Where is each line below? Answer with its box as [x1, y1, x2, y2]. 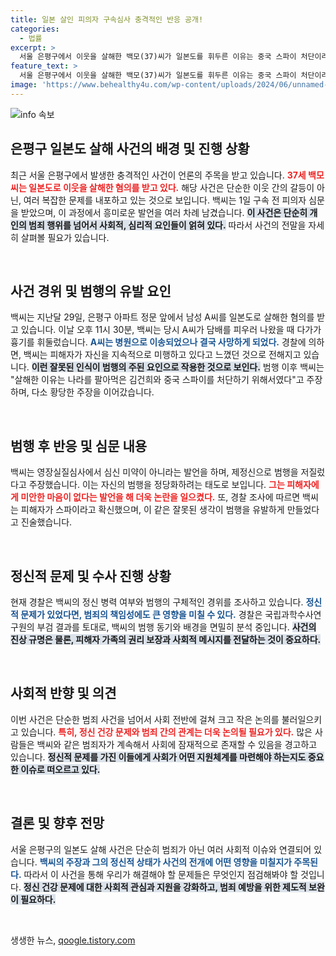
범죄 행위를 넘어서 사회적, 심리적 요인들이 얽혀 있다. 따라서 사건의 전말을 [28, 219, 307, 231]
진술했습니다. [20, 516, 73, 528]
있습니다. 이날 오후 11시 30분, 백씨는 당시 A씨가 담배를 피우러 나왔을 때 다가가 [20, 324, 322, 336]
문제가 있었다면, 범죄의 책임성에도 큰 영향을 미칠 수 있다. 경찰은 [20, 609, 263, 620]
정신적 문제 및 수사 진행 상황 [10, 567, 172, 585]
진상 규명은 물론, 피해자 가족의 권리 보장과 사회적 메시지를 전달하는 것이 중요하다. [10, 634, 322, 645]
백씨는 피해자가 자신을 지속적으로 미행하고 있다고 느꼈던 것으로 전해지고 [23, 349, 302, 361]
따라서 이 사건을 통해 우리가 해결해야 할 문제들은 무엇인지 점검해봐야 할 [23, 868, 299, 880]
